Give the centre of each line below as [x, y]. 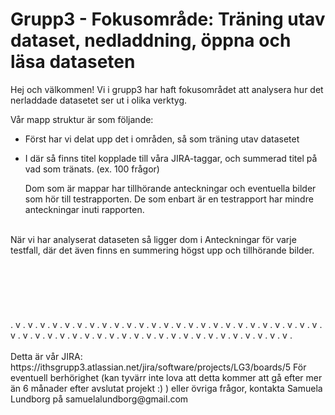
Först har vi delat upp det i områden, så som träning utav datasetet [162, 139]
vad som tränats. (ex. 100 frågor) [92, 169]
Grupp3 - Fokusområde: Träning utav [168, 19]
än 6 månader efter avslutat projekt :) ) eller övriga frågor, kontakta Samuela [166, 388]
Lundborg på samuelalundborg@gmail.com [99, 399]
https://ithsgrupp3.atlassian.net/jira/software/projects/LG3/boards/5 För [158, 367]
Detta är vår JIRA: [46, 356]
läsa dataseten [73, 62]
